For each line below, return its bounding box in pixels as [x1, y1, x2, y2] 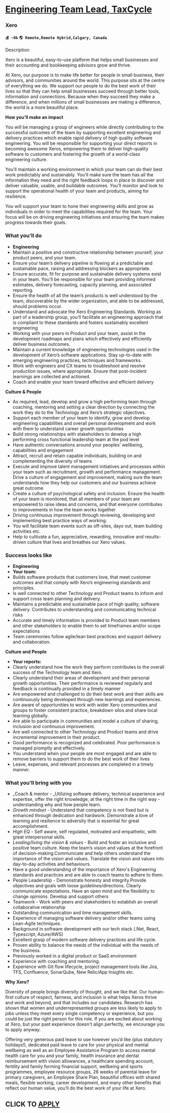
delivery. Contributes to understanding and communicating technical [12, 606, 156, 612]
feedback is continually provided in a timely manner [12, 685, 121, 691]
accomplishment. [12, 823, 49, 829]
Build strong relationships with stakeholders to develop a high [12, 431, 142, 437]
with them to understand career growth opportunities [12, 426, 124, 432]
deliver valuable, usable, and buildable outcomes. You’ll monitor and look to [5, 183, 163, 189]
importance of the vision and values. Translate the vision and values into [12, 856, 164, 862]
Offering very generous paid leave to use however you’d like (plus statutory [5, 1036, 163, 1043]
